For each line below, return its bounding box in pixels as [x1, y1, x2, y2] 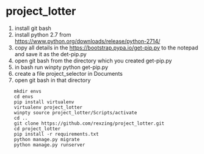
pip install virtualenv [13, 99, 75, 105]
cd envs [13, 94, 34, 100]
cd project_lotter [13, 125, 61, 132]
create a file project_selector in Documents [14, 70, 123, 77]
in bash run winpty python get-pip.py [14, 63, 108, 71]
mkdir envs [13, 88, 42, 94]
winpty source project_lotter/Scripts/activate [13, 109, 137, 116]
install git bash [14, 24, 51, 32]
